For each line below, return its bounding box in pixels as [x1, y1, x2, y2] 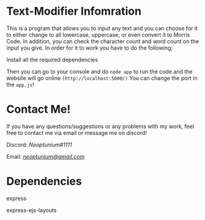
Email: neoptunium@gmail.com [6, 153, 85, 160]
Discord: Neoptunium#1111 [6, 141, 72, 148]
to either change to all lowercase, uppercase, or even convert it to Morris [6, 31, 190, 38]
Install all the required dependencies [6, 56, 99, 63]
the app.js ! [6, 81, 34, 88]
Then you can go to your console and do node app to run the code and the [6, 67, 193, 75]
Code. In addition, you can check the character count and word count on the [6, 37, 199, 45]
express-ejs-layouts [6, 207, 57, 214]
